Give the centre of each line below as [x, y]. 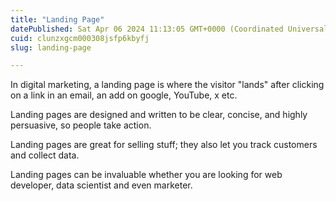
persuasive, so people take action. [81, 125]
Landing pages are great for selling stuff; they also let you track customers [164, 145]
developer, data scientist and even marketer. [101, 185]
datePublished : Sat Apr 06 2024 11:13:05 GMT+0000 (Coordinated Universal [169, 29]
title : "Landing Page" [57, 19]
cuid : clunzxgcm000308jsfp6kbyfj [80, 38]
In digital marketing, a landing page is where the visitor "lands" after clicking [167, 85]
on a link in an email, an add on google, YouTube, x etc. [124, 95]
